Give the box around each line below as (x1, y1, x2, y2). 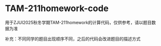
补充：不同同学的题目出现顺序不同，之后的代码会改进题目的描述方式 (5, 36, 141, 42)
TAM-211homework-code (5, 3, 109, 14)
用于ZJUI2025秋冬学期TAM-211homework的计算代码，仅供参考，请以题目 (5, 19, 152, 25)
